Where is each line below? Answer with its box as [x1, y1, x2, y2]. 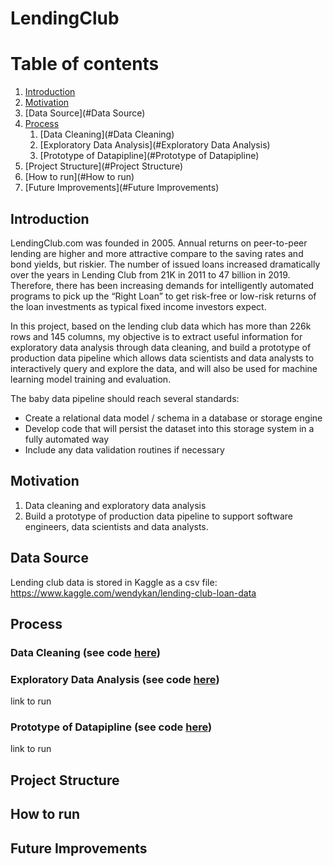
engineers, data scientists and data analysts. [24, 520, 209, 532]
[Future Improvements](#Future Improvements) [24, 182, 220, 194]
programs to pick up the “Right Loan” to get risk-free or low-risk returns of [10, 290, 317, 302]
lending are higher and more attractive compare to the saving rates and [10, 247, 304, 259]
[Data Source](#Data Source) [24, 107, 146, 119]
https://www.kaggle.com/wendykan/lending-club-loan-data [10, 587, 257, 599]
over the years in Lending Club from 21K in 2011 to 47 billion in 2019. [10, 268, 291, 281]
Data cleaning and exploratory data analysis [24, 499, 207, 511]
